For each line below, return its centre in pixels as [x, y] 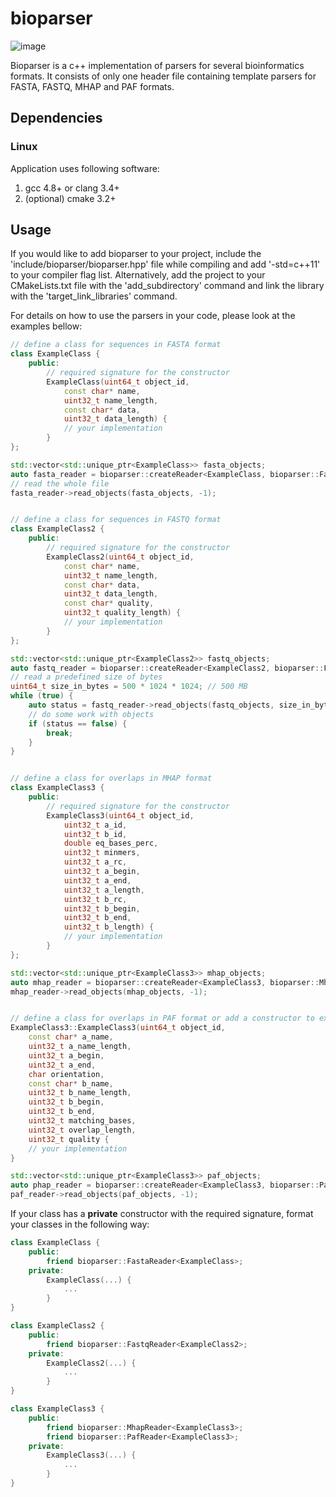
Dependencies [56, 118]
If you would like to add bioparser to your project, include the [136, 254]
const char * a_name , [71, 1037]
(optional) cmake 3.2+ [70, 198]
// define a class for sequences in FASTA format [116, 345]
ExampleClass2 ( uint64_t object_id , [120, 557]
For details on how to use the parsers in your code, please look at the [153, 316]
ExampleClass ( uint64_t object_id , [118, 382]
